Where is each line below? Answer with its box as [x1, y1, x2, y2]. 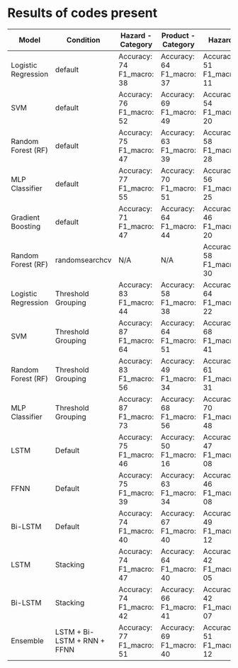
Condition [66, 35, 101, 45]
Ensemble [11, 635, 44, 645]
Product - [161, 30, 196, 40]
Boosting [11, 221, 41, 231]
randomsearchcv [55, 255, 112, 265]
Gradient [11, 213, 40, 222]
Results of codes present [7, 5, 158, 21]
